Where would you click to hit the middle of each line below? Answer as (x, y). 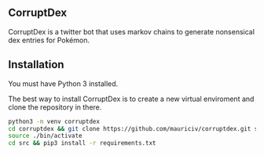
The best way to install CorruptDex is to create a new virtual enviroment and (131, 99)
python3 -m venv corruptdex (54, 121)
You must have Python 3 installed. (63, 83)
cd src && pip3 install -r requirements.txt (82, 143)
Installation (36, 65)
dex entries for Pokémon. (49, 40)
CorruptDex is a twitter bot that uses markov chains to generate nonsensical (132, 31)
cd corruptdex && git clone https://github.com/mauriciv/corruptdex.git (130, 128)
